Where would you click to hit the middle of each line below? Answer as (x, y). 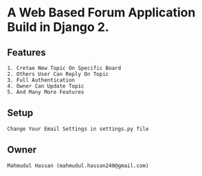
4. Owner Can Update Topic (46, 86)
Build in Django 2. (58, 27)
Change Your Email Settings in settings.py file (78, 129)
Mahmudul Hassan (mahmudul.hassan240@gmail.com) (78, 166)
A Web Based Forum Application (101, 13)
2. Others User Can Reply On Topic (58, 74)
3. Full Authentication (41, 80)
